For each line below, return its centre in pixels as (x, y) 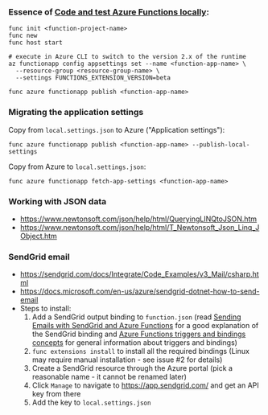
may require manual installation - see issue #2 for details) (127, 360)
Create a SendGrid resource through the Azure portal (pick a (132, 368)
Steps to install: (45, 309)
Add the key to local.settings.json (91, 403)
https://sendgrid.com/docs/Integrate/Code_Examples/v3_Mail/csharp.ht (139, 274)
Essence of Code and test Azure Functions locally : (109, 12)
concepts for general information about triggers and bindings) (134, 343)
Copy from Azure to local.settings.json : (77, 166)
